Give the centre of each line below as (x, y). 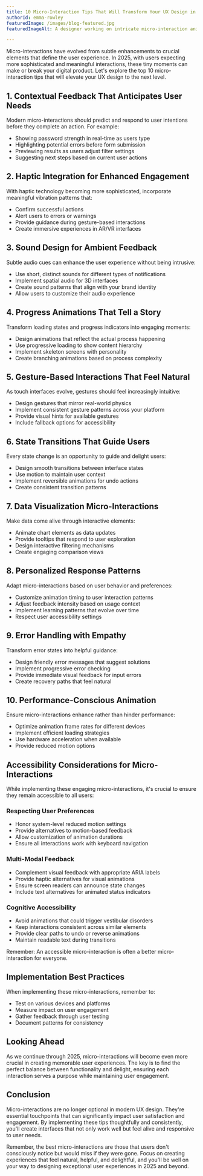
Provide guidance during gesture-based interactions (80, 222)
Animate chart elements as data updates (65, 532)
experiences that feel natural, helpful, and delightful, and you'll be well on (98, 1160)
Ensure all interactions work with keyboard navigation (82, 844)
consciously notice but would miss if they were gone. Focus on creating (96, 1153)
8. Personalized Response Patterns (73, 571)
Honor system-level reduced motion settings (71, 824)
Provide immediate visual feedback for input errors (78, 675)
